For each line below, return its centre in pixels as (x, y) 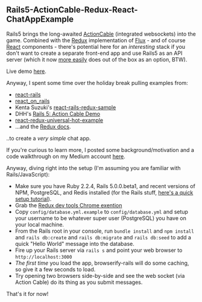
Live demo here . (27, 71)
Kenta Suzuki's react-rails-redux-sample (65, 107)
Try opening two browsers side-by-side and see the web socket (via (100, 275)
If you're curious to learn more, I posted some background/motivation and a (100, 149)
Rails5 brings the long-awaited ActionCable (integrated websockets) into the (101, 34)
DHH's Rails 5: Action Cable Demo (58, 113)
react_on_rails (32, 101)
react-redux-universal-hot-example (59, 120)
